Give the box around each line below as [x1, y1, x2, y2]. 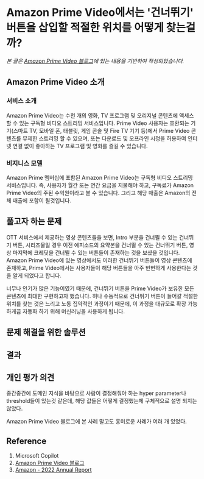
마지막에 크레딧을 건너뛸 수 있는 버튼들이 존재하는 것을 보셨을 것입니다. [12, 249, 180, 256]
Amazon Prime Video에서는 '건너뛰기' [6, 5, 194, 20]
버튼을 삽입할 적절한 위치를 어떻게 [6, 21, 164, 35]
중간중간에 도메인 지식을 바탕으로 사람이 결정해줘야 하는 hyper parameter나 [6, 389, 187, 397]
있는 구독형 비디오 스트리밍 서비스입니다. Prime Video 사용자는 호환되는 [19, 119, 190, 127]
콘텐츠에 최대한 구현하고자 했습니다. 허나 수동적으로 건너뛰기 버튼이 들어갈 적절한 [6, 292, 199, 299]
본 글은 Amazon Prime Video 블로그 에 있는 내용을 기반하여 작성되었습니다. [6, 57, 185, 65]
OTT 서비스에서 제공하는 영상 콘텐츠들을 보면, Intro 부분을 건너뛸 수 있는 [6, 233, 178, 241]
